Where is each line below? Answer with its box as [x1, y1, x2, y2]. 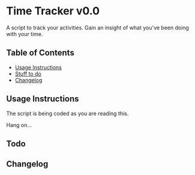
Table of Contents [6, 48, 75, 58]
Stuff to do [14, 70, 42, 77]
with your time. [6, 30, 43, 37]
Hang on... [6, 121, 32, 128]
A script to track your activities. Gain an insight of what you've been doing [6, 24, 189, 31]
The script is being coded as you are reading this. [6, 110, 129, 117]
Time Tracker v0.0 [6, 4, 100, 18]
